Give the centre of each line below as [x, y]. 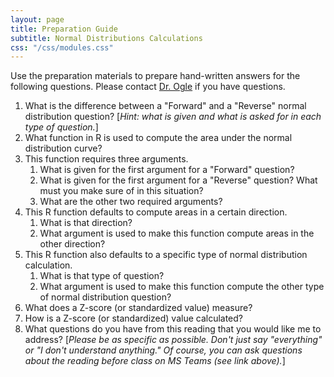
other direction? [72, 244]
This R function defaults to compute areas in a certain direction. [156, 212]
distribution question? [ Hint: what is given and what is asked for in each [173, 117]
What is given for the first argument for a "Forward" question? [167, 170]
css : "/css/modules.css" [62, 47]
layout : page [37, 19]
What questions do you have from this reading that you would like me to [173, 329]
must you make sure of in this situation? [121, 191]
